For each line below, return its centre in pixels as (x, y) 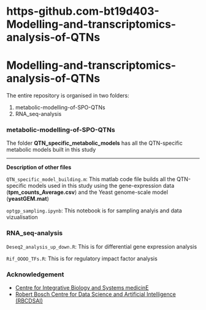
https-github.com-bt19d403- (83, 11)
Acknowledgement (35, 274)
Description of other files (39, 168)
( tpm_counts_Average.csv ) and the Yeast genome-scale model (87, 192)
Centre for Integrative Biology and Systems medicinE (82, 288)
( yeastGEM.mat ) (28, 199)
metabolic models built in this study (51, 150)
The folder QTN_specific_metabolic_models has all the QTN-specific (94, 143)
